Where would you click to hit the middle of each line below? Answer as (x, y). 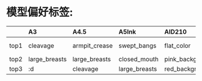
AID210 (176, 32)
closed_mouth (139, 59)
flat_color (178, 46)
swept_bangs (138, 46)
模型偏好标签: (40, 12)
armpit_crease (93, 46)
